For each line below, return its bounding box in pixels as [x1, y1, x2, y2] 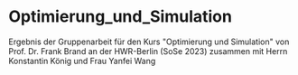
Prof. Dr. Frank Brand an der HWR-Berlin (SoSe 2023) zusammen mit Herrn [8, 45, 288, 56]
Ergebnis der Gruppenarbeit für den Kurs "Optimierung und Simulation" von [8, 36, 290, 47]
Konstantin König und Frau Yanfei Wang [8, 55, 156, 66]
